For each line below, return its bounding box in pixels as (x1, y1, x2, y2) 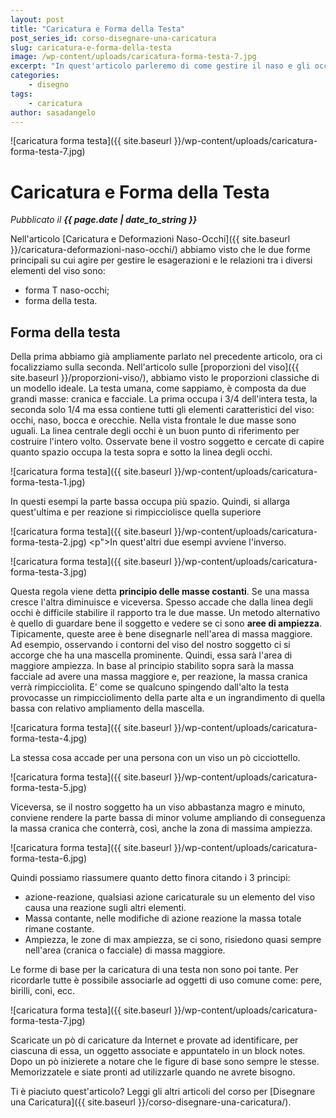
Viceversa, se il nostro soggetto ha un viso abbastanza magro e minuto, (10, 801, 306, 813)
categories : (10, 71, 60, 81)
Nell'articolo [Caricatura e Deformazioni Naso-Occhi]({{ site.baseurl (10, 233, 291, 245)
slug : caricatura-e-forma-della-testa (10, 42, 172, 53)
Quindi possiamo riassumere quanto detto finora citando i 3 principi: (10, 872, 291, 884)
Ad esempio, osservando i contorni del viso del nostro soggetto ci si (10, 639, 291, 651)
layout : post (10, 14, 65, 25)
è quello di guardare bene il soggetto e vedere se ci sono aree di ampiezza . (10, 617, 322, 630)
